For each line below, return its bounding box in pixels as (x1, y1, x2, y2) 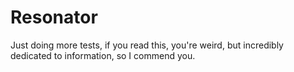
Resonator (10, 6, 98, 29)
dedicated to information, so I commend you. (10, 49, 196, 61)
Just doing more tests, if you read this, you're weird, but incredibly (10, 39, 284, 51)
